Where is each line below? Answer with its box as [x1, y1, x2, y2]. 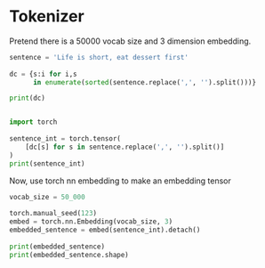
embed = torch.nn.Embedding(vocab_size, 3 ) [9, 217, 173, 226]
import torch [9, 118, 58, 126]
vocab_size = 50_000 [9, 192, 86, 201]
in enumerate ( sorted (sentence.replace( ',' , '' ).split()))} [32, 77, 256, 86]
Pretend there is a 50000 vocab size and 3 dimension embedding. [9, 36, 252, 46]
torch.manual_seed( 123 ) [9, 209, 98, 218]
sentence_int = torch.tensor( [9, 134, 122, 143]
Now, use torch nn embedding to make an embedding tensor [9, 175, 231, 186]
